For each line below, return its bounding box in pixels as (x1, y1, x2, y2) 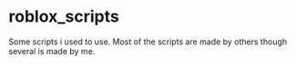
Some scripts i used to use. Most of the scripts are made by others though (8, 36, 288, 47)
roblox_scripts (8, 6, 119, 27)
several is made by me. (8, 45, 96, 56)
